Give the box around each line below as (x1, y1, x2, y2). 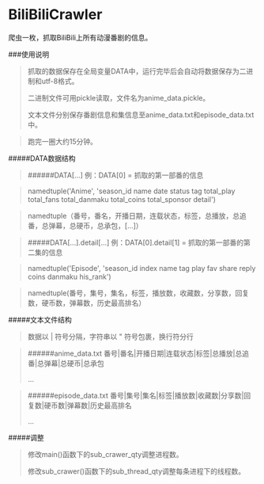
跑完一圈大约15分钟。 (27, 136, 97, 146)
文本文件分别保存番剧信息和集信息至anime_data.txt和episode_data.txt (27, 109, 255, 120)
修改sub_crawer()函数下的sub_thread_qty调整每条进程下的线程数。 (27, 466, 246, 476)
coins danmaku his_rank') (27, 272, 112, 281)
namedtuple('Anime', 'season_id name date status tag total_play (27, 186, 236, 196)
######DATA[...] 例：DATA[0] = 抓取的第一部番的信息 (27, 170, 204, 180)
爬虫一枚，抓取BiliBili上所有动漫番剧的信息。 (8, 32, 153, 42)
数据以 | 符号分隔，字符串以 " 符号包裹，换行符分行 (27, 331, 194, 341)
